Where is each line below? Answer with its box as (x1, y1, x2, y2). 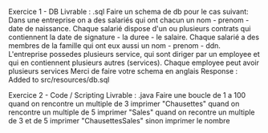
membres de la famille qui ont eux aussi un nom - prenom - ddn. (8, 41, 221, 50)
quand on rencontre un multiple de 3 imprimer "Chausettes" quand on (8, 99, 240, 108)
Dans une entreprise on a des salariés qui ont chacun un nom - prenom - (8, 15, 250, 25)
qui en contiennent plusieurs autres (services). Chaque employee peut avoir (8, 58, 259, 67)
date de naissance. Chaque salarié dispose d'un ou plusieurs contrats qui (8, 24, 251, 33)
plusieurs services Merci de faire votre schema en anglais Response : (8, 66, 238, 75)
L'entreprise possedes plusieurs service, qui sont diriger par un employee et (8, 50, 261, 58)
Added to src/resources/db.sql (8, 75, 110, 84)
